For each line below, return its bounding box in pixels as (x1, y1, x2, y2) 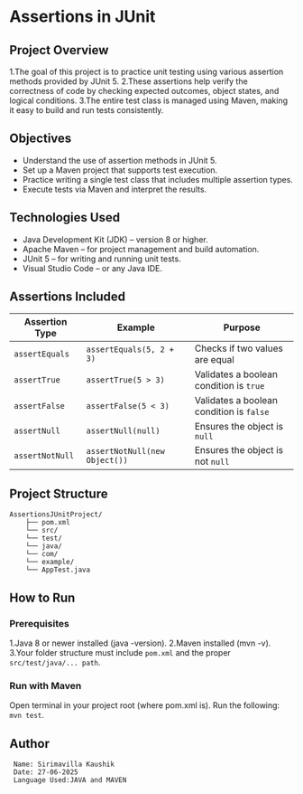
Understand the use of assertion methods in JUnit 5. (22, 155, 218, 165)
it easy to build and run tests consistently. (9, 105, 164, 115)
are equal (194, 354, 234, 366)
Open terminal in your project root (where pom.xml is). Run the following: (9, 700, 280, 711)
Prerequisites (9, 617, 69, 629)
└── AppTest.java (25, 565, 91, 575)
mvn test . (9, 710, 45, 721)
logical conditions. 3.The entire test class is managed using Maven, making (9, 95, 289, 106)
